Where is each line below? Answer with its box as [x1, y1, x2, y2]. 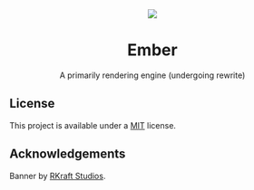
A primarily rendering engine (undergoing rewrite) [59, 70, 246, 81]
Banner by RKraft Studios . [9, 170, 106, 181]
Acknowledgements [9, 147, 126, 162]
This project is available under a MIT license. [9, 119, 177, 130]
